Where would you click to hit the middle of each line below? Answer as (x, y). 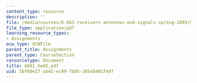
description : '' (26, 17)
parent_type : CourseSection (40, 55)
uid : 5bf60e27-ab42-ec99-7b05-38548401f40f (60, 71)
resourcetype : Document (35, 60)
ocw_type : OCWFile (28, 44)
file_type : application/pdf (40, 28)
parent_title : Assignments (39, 50)
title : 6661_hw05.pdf (33, 66)
